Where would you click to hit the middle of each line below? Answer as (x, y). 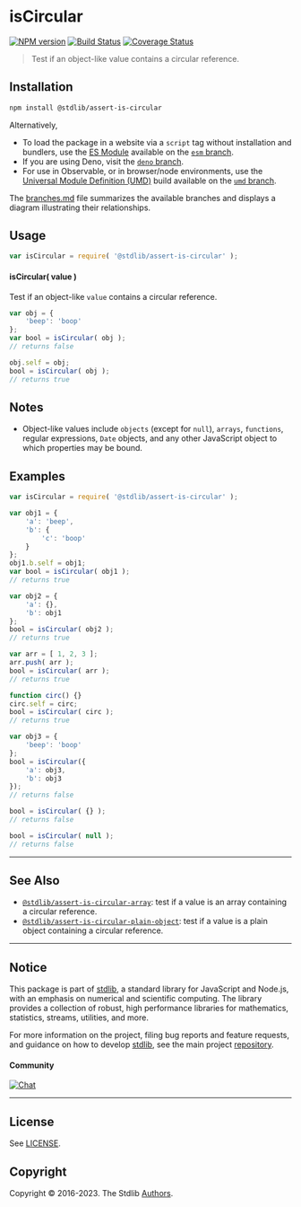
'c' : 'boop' (64, 538)
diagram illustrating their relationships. (80, 207)
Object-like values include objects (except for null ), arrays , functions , (153, 429)
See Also (34, 881)
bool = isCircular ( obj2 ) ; (62, 630)
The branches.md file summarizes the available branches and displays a (142, 198)
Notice (28, 967)
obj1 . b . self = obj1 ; (48, 563)
